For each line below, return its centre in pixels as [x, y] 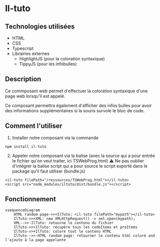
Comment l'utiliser [34, 126]
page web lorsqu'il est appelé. [35, 96]
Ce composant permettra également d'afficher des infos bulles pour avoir [78, 106]
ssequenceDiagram [23, 210]
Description [23, 79]
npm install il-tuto [26, 146]
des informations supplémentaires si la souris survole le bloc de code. [75, 110]
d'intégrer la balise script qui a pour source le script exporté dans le [80, 166]
